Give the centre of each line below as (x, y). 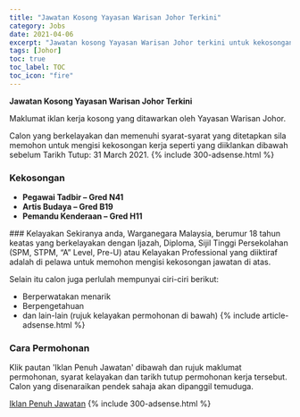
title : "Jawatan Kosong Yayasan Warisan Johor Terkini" (115, 17)
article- (275, 316)
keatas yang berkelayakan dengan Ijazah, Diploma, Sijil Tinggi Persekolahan (149, 243)
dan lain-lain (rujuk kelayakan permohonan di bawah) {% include (141, 316)
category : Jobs (37, 26)
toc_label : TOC (37, 68)
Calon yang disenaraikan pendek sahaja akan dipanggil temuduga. (132, 387)
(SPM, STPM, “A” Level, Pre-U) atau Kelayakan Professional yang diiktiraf (144, 253)
